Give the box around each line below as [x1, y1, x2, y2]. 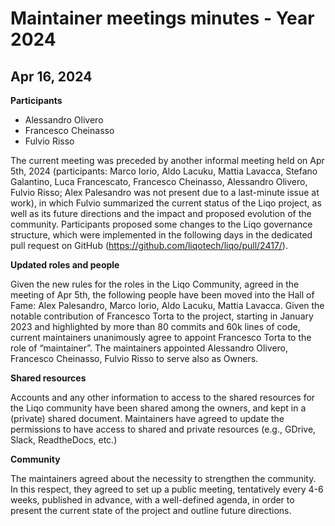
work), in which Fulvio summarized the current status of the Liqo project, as [10, 197, 322, 209]
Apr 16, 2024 [10, 68, 93, 85]
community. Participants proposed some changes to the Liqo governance [10, 218, 313, 230]
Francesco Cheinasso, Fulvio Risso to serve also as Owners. [10, 353, 259, 364]
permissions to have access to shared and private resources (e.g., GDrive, [10, 423, 317, 435]
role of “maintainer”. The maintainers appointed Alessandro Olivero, [10, 342, 289, 354]
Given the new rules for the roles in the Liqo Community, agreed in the [10, 278, 300, 290]
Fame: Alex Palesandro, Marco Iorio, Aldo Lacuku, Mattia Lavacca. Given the [10, 300, 325, 311]
